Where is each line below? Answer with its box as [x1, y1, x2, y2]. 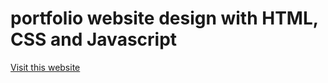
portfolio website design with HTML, [10, 7, 319, 30]
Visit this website [10, 61, 81, 73]
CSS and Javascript [10, 28, 178, 51]
